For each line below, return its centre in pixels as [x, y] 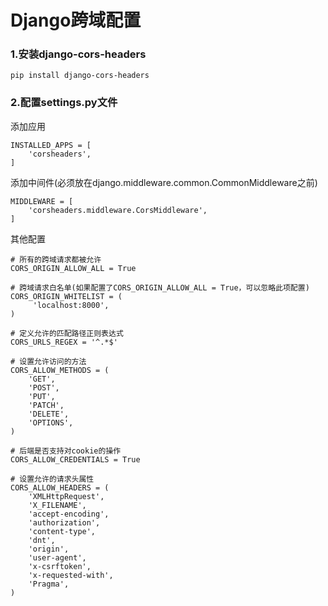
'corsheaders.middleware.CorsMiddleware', [118, 210]
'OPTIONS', [51, 422]
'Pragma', [49, 584]
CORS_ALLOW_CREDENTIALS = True [75, 459]
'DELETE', [49, 414]
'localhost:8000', [71, 305]
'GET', [42, 379]
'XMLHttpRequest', [66, 496]
